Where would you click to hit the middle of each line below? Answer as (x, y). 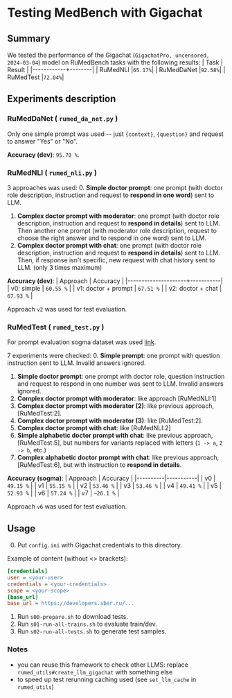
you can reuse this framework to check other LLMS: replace (103, 665)
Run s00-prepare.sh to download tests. (72, 617)
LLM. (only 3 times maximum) (60, 267)
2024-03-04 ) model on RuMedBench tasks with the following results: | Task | (115, 62)
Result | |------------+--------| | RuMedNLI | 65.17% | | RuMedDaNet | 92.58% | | (116, 70)
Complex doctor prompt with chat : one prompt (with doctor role (109, 245)
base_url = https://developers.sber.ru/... (71, 604)
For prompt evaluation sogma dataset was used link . (82, 342)
